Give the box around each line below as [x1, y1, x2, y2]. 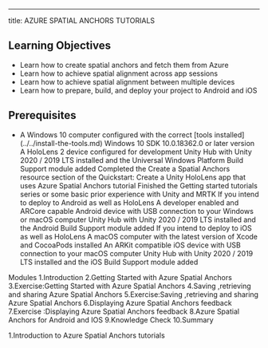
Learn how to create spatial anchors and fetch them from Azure [19, 60, 229, 69]
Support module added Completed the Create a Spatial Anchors [19, 164, 231, 173]
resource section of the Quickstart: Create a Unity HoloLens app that [19, 172, 246, 182]
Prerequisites [8, 109, 77, 122]
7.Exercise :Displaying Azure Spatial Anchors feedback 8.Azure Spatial [8, 306, 240, 316]
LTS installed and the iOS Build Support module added [19, 257, 199, 267]
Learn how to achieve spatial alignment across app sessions [19, 69, 218, 78]
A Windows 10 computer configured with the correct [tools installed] [19, 129, 245, 140]
